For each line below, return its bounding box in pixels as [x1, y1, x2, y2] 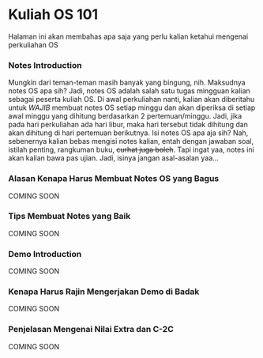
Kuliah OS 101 [8, 6, 99, 24]
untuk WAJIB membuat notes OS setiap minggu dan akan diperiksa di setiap [8, 103, 256, 112]
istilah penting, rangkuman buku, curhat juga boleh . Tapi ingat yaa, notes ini [8, 145, 254, 155]
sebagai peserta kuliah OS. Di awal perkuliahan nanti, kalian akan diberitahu [8, 95, 255, 104]
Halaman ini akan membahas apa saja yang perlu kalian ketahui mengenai [8, 32, 249, 41]
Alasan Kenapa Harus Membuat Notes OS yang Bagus [8, 173, 220, 184]
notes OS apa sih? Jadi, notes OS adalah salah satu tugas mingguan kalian [8, 86, 250, 96]
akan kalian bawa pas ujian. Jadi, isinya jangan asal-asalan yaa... [8, 153, 219, 163]
